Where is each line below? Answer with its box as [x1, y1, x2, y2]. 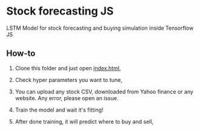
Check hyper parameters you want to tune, [15, 76, 122, 83]
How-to [6, 49, 36, 59]
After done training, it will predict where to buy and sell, [15, 118, 154, 125]
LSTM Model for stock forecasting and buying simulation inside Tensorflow [6, 24, 194, 32]
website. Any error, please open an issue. [15, 94, 119, 101]
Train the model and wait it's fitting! [15, 106, 104, 113]
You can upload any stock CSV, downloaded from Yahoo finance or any [15, 88, 194, 95]
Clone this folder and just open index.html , [15, 64, 121, 72]
